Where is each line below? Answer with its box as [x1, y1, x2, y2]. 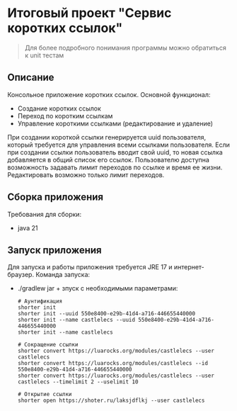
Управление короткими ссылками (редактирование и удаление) [17, 119, 214, 128]
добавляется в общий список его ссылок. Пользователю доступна [7, 155, 210, 164]
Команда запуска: [35, 271, 91, 279]
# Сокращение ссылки [17, 342, 79, 349]
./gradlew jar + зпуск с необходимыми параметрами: [17, 284, 178, 293]
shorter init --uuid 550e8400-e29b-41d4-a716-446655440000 [17, 310, 196, 317]
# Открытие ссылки [17, 391, 72, 398]
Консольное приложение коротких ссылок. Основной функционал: [7, 90, 211, 98]
